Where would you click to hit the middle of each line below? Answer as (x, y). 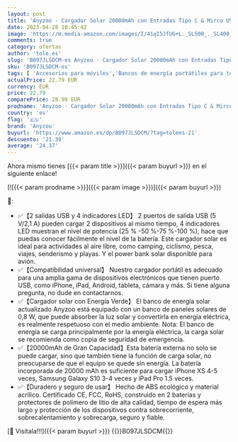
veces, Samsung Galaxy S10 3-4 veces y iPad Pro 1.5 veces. (106, 379)
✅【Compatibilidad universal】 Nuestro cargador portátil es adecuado (120, 270)
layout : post (27, 14)
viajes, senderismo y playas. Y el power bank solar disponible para (115, 254)
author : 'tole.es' (34, 54)
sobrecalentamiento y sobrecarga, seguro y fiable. (91, 418)
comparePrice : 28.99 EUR (44, 100)
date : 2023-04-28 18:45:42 (47, 27)
